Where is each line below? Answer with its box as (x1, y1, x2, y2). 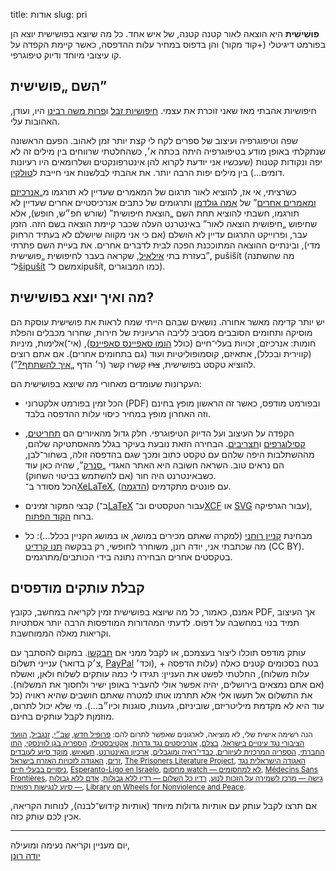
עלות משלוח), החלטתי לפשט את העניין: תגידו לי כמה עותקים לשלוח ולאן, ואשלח (10, 668, 310, 680)
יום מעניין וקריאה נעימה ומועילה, (10, 839, 131, 851)
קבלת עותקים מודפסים (10, 580, 145, 597)
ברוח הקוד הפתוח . (24, 510, 94, 522)
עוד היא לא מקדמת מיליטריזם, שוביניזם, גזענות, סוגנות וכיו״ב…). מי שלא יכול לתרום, (10, 700, 325, 712)
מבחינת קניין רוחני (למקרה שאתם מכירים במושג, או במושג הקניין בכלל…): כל (24, 529, 313, 541)
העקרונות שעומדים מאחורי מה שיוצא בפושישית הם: (10, 377, 202, 389)
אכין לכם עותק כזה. (10, 810, 82, 823)
